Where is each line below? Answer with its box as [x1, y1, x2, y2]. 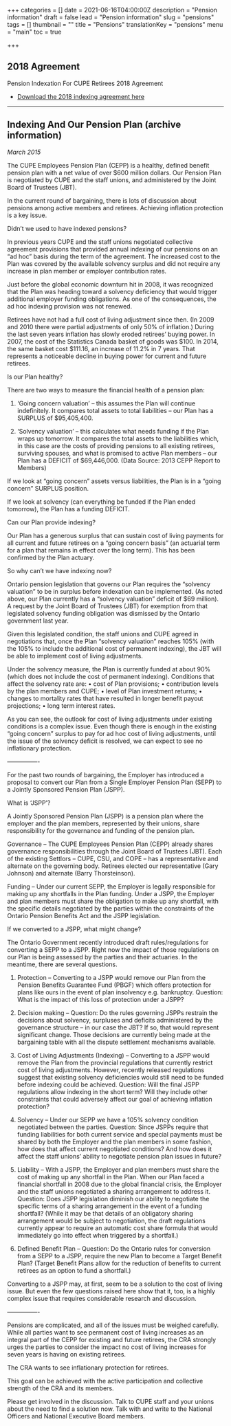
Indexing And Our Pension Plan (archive [7, 119, 181, 131]
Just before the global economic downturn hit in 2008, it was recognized [7, 280, 214, 288]
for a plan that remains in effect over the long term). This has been [7, 546, 195, 554]
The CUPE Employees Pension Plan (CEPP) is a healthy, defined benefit [7, 161, 210, 169]
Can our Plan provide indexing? [7, 518, 96, 526]
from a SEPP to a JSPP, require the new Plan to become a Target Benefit [16, 1251, 222, 1260]
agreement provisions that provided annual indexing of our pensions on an [7, 245, 218, 253]
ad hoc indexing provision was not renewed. [7, 302, 133, 310]
